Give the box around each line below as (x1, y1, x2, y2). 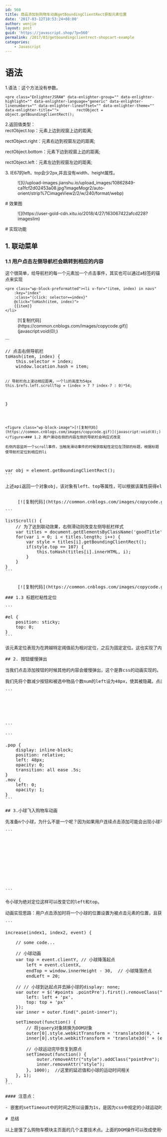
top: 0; (15, 624, 34, 630)
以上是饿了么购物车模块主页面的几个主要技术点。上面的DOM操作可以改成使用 (5, 1127, 162, 1133)
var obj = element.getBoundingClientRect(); (5, 468, 116, 474)
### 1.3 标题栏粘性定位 (5, 595, 57, 600)
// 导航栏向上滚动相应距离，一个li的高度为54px (5, 379, 92, 384)
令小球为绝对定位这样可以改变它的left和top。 (5, 899, 102, 905)
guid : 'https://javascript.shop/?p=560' (5, 30, 90, 35)
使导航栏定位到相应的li (5, 450, 47, 455)
